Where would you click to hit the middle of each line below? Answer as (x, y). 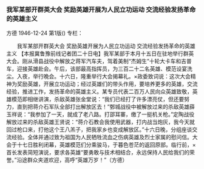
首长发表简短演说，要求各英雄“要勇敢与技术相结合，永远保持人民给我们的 (98, 153)
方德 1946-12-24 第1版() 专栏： (45, 33)
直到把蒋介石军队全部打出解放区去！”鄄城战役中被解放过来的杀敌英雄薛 (106, 107)
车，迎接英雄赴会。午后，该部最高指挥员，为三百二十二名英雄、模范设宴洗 (99, 69)
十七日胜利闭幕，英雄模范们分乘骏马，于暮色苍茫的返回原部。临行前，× (106, 145)
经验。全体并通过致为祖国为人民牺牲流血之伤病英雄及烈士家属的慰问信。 (102, 137)
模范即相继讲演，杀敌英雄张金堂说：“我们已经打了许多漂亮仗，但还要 (98, 99)
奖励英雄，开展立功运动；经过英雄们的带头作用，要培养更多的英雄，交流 (107, 84)
